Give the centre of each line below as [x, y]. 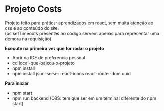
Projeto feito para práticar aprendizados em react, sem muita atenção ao [79, 23]
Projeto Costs [34, 9]
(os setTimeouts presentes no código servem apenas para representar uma [82, 33]
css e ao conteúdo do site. [32, 28]
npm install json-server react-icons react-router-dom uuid [72, 73]
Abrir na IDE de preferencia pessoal [49, 57]
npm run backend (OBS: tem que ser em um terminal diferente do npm [84, 98]
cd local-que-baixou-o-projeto [44, 63]
